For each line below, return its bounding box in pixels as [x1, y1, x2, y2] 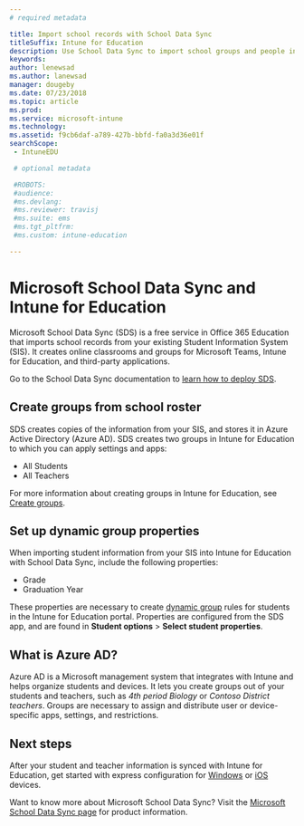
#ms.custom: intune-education [13, 231, 128, 240]
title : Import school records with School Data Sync [9, 29, 213, 39]
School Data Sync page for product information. [9, 806, 188, 817]
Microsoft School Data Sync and [9, 277, 256, 298]
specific [9, 710, 40, 721]
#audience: [13, 188, 54, 197]
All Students [22, 460, 68, 471]
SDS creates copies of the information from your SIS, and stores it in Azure [9, 423, 289, 435]
